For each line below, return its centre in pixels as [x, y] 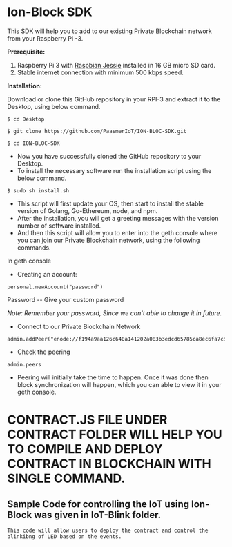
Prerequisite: [26, 52]
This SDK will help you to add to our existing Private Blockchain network [109, 31]
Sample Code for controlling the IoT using [98, 504]
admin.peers [24, 364]
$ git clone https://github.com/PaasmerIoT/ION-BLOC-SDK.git [97, 131]
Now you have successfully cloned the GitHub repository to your [109, 156]
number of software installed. [59, 226]
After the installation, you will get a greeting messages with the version [118, 218]
